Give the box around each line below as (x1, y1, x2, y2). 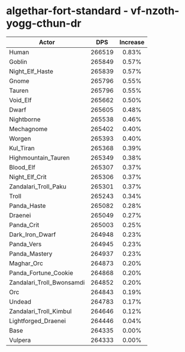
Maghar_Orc (9, 259, 43, 267)
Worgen (9, 134, 31, 142)
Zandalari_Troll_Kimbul (9, 307, 72, 315)
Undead (9, 297, 31, 305)
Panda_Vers (9, 240, 42, 248)
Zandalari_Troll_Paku (9, 182, 67, 190)
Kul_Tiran (9, 144, 35, 152)
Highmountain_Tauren (9, 154, 70, 162)
